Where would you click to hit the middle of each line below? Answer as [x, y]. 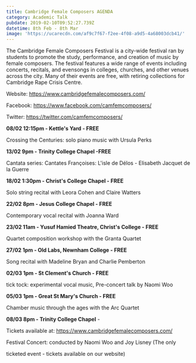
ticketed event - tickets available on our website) [66, 354]
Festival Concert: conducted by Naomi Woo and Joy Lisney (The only [91, 342]
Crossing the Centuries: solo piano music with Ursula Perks [79, 140]
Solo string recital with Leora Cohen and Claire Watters [74, 193]
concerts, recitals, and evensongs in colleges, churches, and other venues [98, 70]
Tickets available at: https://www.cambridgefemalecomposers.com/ [89, 331]
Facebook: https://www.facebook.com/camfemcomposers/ [79, 105]
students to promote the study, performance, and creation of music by [92, 57]
